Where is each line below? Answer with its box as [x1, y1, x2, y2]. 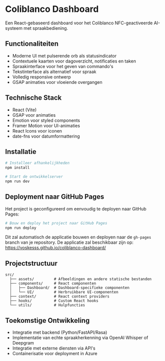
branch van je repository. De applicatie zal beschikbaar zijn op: [5, 239, 134, 245]
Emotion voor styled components [12, 117, 80, 123]
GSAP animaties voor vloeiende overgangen [12, 79, 103, 85]
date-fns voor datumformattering [12, 133, 80, 139]
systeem [5, 25, 23, 31]
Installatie [5, 147, 37, 156]
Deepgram [12, 340, 34, 346]
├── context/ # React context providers [9, 294, 110, 299]
